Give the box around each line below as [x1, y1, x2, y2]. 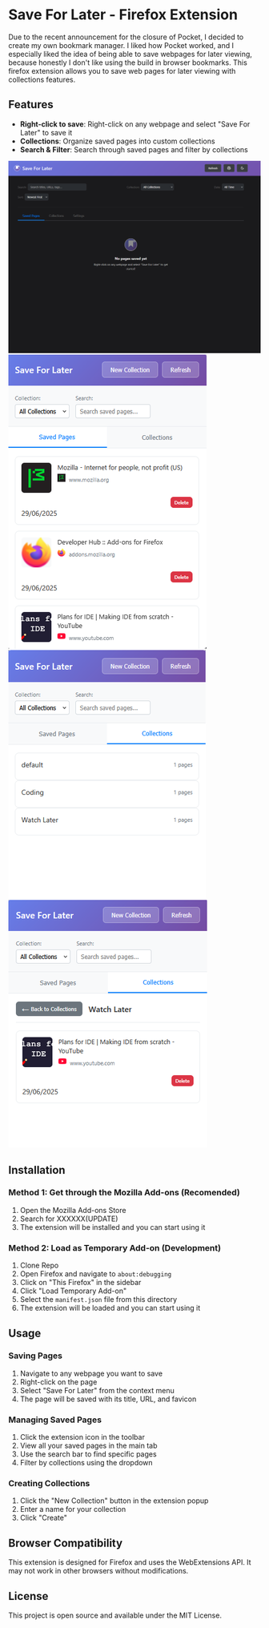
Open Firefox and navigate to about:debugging [19, 1269, 172, 1279]
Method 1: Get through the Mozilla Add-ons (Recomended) [8, 1187, 240, 1199]
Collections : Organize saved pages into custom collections [19, 136, 215, 146]
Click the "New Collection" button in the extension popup [19, 1496, 209, 1505]
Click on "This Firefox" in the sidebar [19, 1278, 142, 1287]
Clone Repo [19, 1260, 59, 1271]
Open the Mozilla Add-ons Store [19, 1205, 126, 1215]
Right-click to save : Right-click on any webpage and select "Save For [19, 119, 251, 129]
